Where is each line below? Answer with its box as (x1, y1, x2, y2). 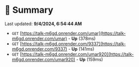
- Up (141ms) (68, 46, 94, 52)
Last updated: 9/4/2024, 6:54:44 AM (4, 21, 82, 27)
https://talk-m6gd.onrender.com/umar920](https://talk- (21, 51, 134, 57)
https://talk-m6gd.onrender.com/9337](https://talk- (21, 40, 126, 46)
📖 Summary (4, 4, 53, 16)
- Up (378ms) (68, 35, 96, 41)
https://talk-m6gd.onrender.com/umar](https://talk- (21, 30, 126, 36)
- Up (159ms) (76, 56, 103, 62)
